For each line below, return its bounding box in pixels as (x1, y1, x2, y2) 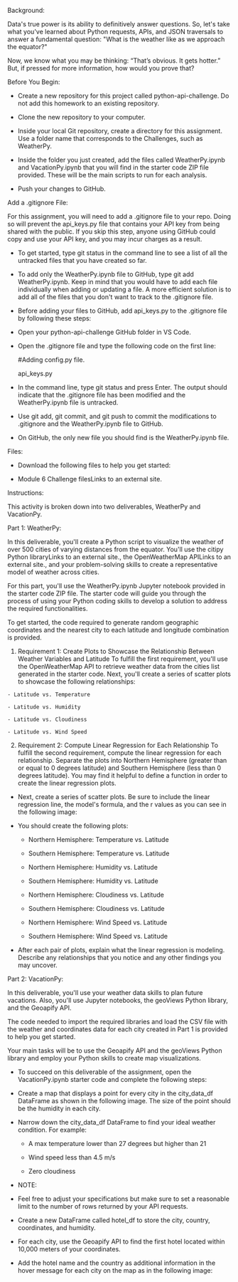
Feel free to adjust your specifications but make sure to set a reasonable (17, 1194, 229, 1203)
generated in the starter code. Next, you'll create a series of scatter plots (17, 669, 231, 678)
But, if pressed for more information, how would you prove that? (7, 64, 195, 72)
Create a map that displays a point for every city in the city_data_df (17, 1089, 213, 1098)
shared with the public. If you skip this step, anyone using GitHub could (7, 227, 216, 236)
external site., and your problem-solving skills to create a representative (7, 561, 218, 568)
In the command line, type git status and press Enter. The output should (17, 383, 227, 391)
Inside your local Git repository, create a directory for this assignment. (17, 127, 222, 135)
